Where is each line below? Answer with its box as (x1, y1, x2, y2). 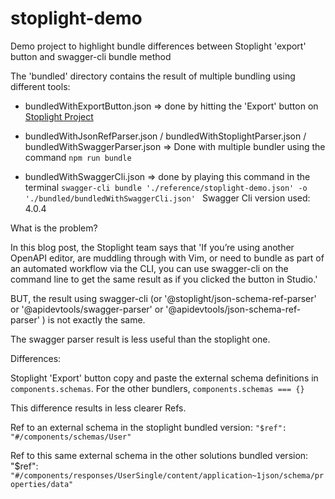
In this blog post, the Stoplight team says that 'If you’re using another (10, 241, 295, 253)
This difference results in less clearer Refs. (10, 402, 187, 414)
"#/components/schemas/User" (10, 432, 132, 442)
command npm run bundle (24, 151, 132, 163)
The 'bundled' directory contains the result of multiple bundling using (10, 70, 296, 82)
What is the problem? (10, 222, 98, 234)
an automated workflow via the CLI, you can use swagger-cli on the (10, 262, 289, 274)
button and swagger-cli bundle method (10, 50, 172, 62)
